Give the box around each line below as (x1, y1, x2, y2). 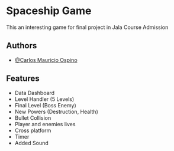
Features (6, 74, 40, 84)
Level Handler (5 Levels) (14, 96, 75, 103)
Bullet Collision (14, 114, 51, 122)
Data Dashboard (14, 89, 55, 96)
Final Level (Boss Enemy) (14, 101, 77, 109)
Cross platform (14, 127, 51, 134)
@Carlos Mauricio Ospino (14, 56, 78, 63)
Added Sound (14, 139, 49, 146)
